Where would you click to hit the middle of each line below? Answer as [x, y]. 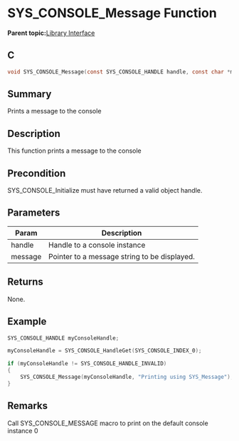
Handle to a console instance [97, 245]
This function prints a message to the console [75, 151]
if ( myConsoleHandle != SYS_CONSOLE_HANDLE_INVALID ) [87, 364]
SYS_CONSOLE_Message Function [112, 13]
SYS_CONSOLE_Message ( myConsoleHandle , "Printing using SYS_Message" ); [127, 377]
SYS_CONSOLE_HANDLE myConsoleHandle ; [63, 338]
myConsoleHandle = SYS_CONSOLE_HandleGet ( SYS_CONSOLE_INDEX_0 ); [105, 351]
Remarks [28, 406]
